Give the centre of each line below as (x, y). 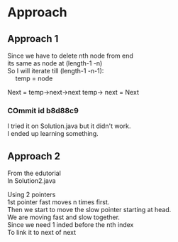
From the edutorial (34, 173)
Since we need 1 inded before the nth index (71, 225)
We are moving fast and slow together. (64, 217)
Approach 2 (34, 156)
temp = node (34, 78)
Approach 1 (33, 39)
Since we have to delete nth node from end (70, 56)
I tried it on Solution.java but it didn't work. (69, 126)
